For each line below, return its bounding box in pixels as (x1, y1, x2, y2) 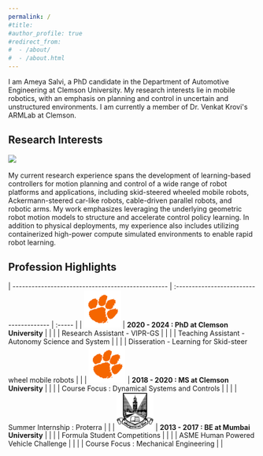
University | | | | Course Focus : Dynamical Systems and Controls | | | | (8, 383, 238, 393)
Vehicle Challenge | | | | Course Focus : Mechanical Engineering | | (8, 439, 224, 449)
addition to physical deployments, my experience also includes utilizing (8, 221, 239, 230)
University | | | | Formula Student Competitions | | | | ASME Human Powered (8, 431, 255, 440)
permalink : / (8, 13, 51, 21)
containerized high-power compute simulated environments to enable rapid (8, 229, 254, 238)
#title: (8, 21, 34, 29)
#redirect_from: (8, 38, 61, 46)
